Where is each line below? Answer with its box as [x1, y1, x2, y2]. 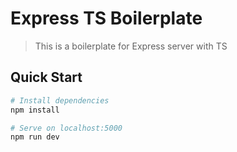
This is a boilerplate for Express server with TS [34, 40, 228, 52]
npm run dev [10, 132, 60, 142]
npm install [10, 105, 60, 115]
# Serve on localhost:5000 [10, 123, 123, 133]
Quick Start [10, 69, 83, 86]
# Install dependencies [10, 95, 110, 106]
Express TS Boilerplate [10, 7, 203, 30]
